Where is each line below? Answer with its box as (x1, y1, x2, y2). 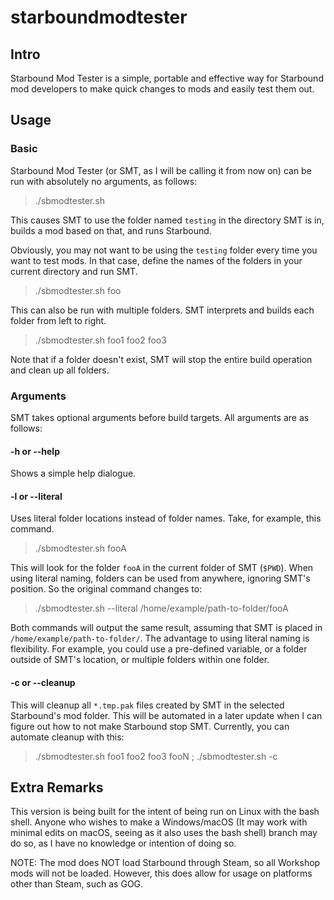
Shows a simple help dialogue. (10, 467, 137, 480)
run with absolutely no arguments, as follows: (10, 175, 198, 187)
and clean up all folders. (10, 364, 110, 376)
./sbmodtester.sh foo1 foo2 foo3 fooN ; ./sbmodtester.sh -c (34, 750, 278, 762)
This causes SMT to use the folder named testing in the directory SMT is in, (10, 214, 325, 226)
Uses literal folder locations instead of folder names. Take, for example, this (10, 512, 322, 525)
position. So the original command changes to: (10, 583, 203, 595)
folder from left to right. (10, 314, 107, 326)
